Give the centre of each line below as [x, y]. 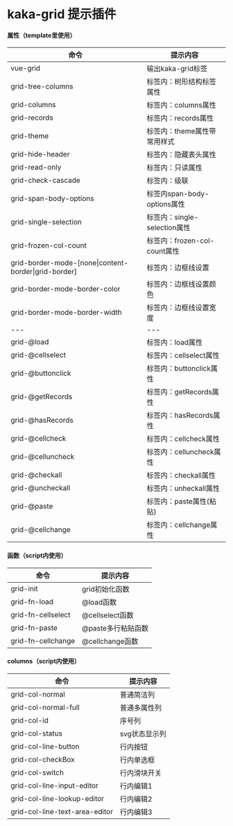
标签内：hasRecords [180, 416]
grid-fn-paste [34, 628]
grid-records [32, 118]
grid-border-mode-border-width [67, 312]
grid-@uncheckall [41, 488]
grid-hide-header [40, 154]
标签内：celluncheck [180, 452]
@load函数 [100, 602]
